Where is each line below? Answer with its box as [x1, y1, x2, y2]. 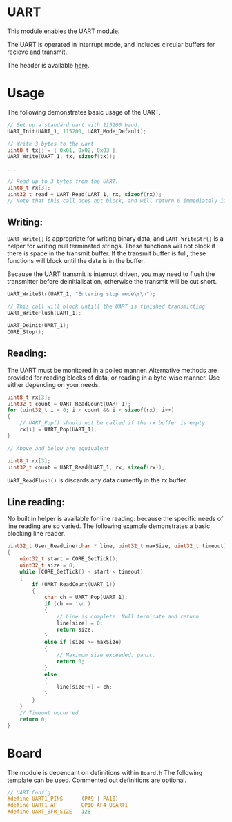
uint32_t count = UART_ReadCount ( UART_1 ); [7, 400, 131, 407]
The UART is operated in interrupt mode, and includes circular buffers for [7, 40, 215, 48]
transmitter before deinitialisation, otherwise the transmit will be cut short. [7, 277, 217, 286]
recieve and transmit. [7, 48, 68, 56]
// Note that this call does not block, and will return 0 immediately [7, 197, 217, 204]
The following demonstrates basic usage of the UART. [7, 108, 161, 116]
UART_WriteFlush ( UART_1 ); [7, 310, 81, 317]
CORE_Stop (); [7, 329, 45, 335]
